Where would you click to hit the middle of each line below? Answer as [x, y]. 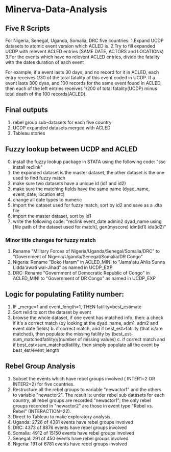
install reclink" [28, 167]
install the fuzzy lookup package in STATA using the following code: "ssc [89, 162]
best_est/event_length [36, 350]
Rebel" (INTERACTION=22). [42, 411]
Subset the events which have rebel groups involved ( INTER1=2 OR [84, 378]
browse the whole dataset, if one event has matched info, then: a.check [88, 318]
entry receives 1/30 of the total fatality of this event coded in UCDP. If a [80, 77]
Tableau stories [29, 133]
